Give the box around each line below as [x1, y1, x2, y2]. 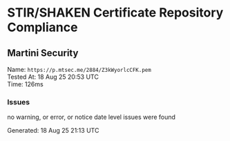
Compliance [7, 19, 78, 35]
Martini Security [7, 47, 79, 59]
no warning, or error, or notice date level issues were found [7, 113, 176, 122]
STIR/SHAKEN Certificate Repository [7, 5, 224, 21]
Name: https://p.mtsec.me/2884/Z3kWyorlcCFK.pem [7, 66, 152, 73]
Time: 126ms [7, 80, 44, 88]
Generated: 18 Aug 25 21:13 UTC [7, 126, 99, 135]
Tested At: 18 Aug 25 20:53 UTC [7, 73, 99, 81]
